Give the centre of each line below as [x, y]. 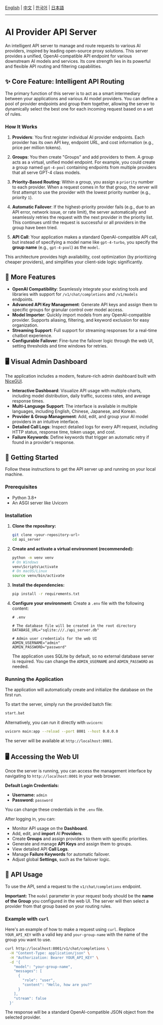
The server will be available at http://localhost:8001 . [59, 741]
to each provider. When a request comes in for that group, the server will [85, 187]
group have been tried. [35, 228]
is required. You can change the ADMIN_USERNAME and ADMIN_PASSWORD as [83, 661]
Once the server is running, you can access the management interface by [79, 770]
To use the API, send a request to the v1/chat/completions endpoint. [73, 886]
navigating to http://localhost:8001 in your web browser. [63, 776]
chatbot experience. [32, 335]
